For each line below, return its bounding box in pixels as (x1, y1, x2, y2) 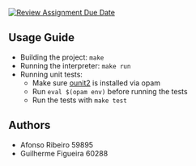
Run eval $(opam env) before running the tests (32, 86, 188, 96)
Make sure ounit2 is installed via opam (32, 77, 160, 88)
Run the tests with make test (32, 95, 127, 105)
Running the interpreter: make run (19, 60, 131, 70)
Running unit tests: (19, 69, 83, 79)
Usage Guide (8, 31, 75, 44)
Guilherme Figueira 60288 (19, 148, 109, 158)
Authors (8, 118, 51, 132)
